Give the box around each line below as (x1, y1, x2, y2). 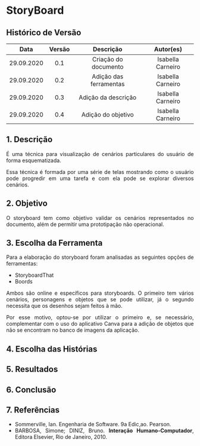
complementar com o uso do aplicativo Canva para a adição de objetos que (6, 320, 194, 328)
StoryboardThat (14, 271, 54, 279)
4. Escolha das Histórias (6, 344, 98, 354)
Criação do (92, 55, 123, 63)
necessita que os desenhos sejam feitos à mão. (6, 303, 123, 310)
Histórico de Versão (6, 28, 82, 38)
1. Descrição (6, 135, 53, 145)
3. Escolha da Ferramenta (6, 238, 103, 248)
